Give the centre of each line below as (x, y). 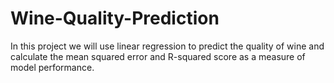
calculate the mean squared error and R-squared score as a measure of (158, 56)
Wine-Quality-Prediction (115, 18)
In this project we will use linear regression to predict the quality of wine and (167, 46)
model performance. (52, 67)
